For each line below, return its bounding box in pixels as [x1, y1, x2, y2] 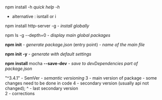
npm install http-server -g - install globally [5, 23, 89, 29]
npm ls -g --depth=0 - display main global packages [5, 33, 111, 38]
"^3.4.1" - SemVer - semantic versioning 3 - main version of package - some [5, 75, 157, 81]
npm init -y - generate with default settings [5, 51, 92, 57]
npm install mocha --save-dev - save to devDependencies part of [5, 61, 138, 66]
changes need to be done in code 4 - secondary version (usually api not [5, 80, 149, 86]
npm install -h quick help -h [5, 4, 60, 10]
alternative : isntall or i [12, 14, 57, 19]
